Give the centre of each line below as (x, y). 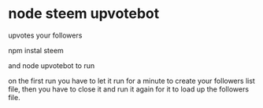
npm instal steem (36, 50)
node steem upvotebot (84, 14)
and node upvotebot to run (52, 65)
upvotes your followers (45, 35)
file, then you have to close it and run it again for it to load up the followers (129, 89)
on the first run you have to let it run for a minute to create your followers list (132, 81)
